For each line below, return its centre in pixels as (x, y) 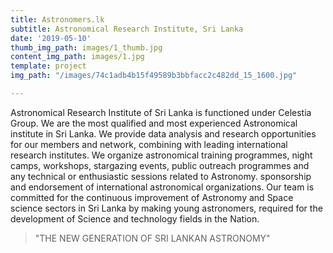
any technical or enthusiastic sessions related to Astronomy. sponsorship (161, 176)
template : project (48, 66)
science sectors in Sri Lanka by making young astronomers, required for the (166, 208)
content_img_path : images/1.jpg (77, 57)
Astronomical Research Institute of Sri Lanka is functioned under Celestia (161, 112)
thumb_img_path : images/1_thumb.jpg (86, 47)
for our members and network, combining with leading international (149, 144)
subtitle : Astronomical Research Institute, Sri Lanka (127, 29)
